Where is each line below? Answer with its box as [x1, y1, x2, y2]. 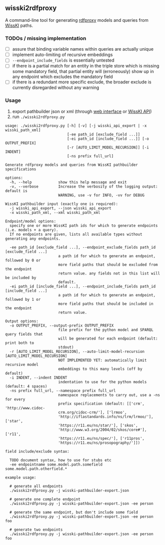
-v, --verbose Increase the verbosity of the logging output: [9, 184, 158, 189]
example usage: [5, 475, 37, 480]
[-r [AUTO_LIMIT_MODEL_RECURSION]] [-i [67, 145, 149, 150]
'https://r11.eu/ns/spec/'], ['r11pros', [58, 436, 145, 441]
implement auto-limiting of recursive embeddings [12, 52, 113, 58]
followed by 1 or [5, 297, 41, 302]
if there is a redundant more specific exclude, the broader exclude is [12, 79, 152, 85]
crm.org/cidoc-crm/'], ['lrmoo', [58, 409, 127, 415]
